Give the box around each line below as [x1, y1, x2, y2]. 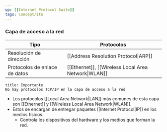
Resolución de [7, 49, 41, 56]
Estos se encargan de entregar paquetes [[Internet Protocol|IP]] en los [12, 106, 157, 112]
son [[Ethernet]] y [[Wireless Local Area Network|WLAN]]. [12, 101, 132, 107]
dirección [7, 56, 30, 63]
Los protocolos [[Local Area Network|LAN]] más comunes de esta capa [12, 95, 160, 102]
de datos [7, 70, 28, 77]
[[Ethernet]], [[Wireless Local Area [67, 64, 148, 70]
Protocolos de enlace [7, 64, 57, 70]
